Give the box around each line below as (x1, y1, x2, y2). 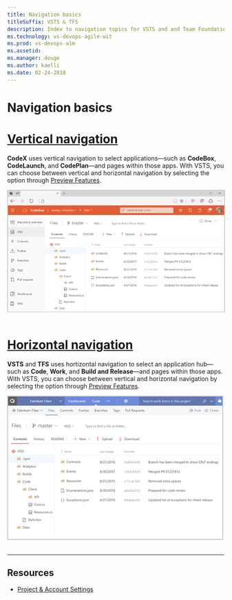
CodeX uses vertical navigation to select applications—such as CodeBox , (7, 154, 217, 162)
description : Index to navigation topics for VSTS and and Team (7, 25, 196, 32)
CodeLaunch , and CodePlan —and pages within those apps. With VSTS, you (7, 161, 224, 169)
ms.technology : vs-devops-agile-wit (7, 33, 112, 40)
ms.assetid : (7, 48, 41, 54)
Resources (7, 567, 54, 579)
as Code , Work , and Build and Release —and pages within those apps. (22, 367, 223, 375)
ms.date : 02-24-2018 (7, 69, 67, 76)
